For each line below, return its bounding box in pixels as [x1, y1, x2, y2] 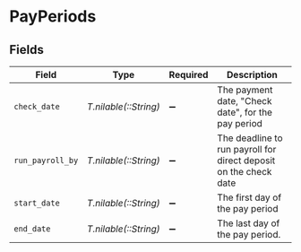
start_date [13, 198, 60, 208]
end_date [13, 224, 51, 234]
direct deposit [217, 154, 276, 167]
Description [227, 69, 278, 81]
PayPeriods [9, 6, 97, 27]
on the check [217, 166, 272, 178]
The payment [217, 83, 273, 96]
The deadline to [217, 132, 284, 144]
